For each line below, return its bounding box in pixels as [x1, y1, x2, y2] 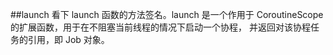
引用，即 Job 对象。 [27, 34, 110, 45]
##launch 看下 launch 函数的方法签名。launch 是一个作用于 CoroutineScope [10, 9, 324, 20]
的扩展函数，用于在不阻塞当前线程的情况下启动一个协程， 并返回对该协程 [10, 21, 311, 33]
